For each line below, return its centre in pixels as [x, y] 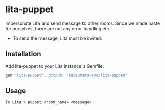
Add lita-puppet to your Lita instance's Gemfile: [55, 66]
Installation [23, 54]
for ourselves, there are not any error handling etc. [58, 28]
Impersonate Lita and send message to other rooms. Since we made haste [83, 23]
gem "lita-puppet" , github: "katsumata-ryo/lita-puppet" [67, 75]
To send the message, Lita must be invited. [57, 38]
